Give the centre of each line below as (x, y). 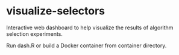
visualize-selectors (56, 11)
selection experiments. (35, 33)
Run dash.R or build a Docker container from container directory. (86, 45)
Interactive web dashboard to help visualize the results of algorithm (90, 27)
